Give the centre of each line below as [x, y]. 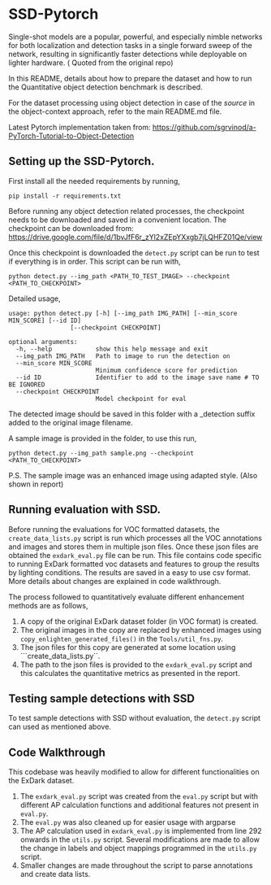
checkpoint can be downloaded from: [71, 228]
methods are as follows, [48, 605]
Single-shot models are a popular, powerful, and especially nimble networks [135, 37]
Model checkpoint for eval [141, 399]
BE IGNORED [27, 384]
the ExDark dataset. [41, 781]
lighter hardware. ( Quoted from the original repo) [91, 63]
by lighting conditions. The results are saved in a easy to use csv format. [129, 572]
